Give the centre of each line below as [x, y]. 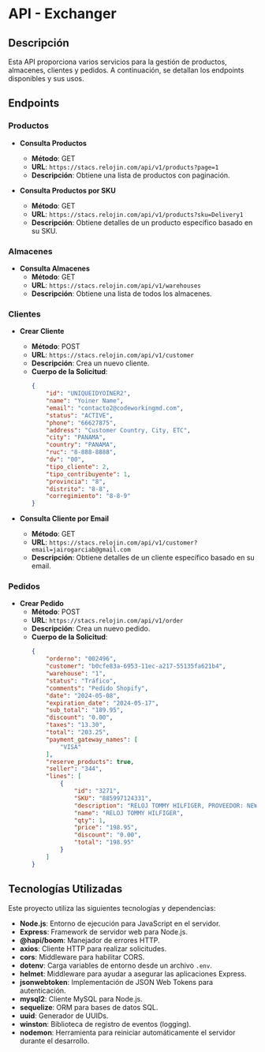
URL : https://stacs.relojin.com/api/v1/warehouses [116, 285]
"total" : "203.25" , [78, 732]
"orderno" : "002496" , [81, 659]
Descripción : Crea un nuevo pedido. [91, 629]
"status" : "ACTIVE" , [80, 415]
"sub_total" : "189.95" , [85, 710]
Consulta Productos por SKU [68, 190]
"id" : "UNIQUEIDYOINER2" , [89, 394]
